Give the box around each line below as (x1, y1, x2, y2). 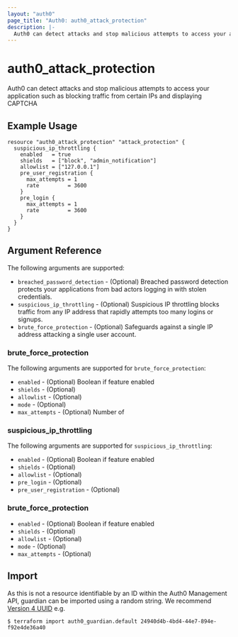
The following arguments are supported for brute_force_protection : (7, 364, 207, 372)
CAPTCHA (7, 99, 38, 108)
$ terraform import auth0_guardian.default (7, 618, 138, 625)
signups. (17, 315, 43, 323)
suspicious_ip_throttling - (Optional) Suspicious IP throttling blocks (17, 299, 220, 309)
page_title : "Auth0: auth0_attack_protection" (7, 17, 147, 24)
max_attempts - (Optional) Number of (17, 408, 125, 416)
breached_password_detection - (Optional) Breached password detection (17, 277, 229, 286)
